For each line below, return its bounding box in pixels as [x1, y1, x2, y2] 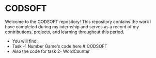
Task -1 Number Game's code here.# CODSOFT [12, 43, 108, 49]
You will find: [12, 38, 38, 44]
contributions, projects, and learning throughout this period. [5, 29, 125, 35]
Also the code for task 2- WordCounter [12, 48, 90, 54]
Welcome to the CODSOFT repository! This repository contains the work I [5, 19, 152, 24]
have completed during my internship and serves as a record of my [5, 23, 139, 29]
